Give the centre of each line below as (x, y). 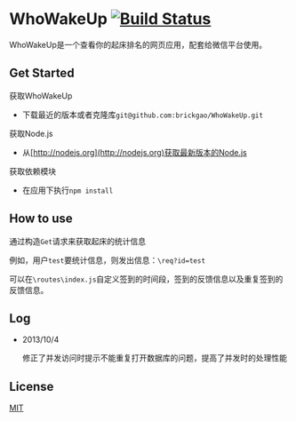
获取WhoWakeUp (41, 95)
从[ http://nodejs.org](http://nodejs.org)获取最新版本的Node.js (134, 152)
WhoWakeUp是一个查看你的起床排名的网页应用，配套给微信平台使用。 (138, 44)
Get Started (42, 73)
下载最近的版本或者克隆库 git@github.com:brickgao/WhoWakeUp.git (143, 115)
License (32, 386)
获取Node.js (31, 133)
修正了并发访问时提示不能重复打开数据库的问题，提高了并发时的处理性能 (154, 358)
